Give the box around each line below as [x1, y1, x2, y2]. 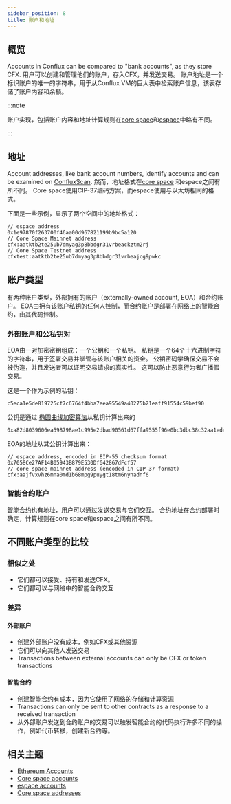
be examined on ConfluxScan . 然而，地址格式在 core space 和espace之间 [7, 178, 214, 186]
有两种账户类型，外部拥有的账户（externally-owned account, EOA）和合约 [7, 293, 218, 301]
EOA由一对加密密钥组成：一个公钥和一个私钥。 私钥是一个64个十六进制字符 [7, 346, 221, 355]
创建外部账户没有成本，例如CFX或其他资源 [16, 638, 138, 646]
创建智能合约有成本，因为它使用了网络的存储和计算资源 [16, 695, 174, 703]
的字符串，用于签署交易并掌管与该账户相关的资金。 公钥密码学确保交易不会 [7, 355, 220, 363]
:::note [7, 101, 25, 110]
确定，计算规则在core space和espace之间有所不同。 [7, 514, 156, 522]
